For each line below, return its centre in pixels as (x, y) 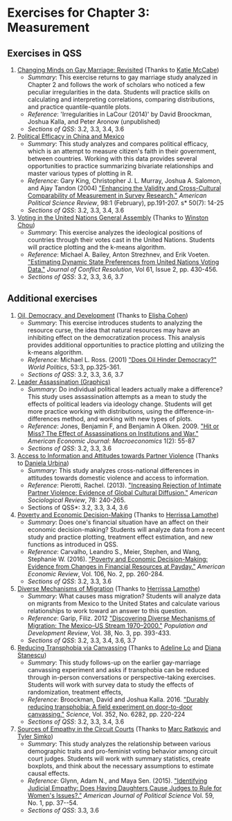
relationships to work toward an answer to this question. (108, 610)
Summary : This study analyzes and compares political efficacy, (118, 144)
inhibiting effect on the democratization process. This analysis (116, 337)
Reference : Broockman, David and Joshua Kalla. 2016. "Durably (118, 699)
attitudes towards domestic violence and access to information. (118, 478)
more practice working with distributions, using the (100, 411)
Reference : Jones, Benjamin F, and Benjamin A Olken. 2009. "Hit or (123, 426)
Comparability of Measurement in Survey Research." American (117, 195)
